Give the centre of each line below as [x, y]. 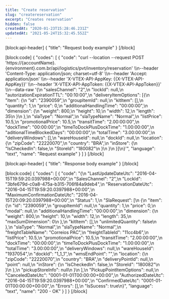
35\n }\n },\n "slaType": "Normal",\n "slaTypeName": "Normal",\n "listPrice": [84, 116]
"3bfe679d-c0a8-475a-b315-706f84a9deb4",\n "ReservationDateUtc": [79, 184]
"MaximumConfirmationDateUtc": [40, 195]
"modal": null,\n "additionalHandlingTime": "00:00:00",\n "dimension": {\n [82, 211]
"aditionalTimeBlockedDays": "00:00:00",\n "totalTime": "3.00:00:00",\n [80, 132]
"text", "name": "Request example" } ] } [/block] [55, 154]
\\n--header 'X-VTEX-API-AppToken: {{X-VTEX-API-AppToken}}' [94, 84]
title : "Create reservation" [36, 10]
